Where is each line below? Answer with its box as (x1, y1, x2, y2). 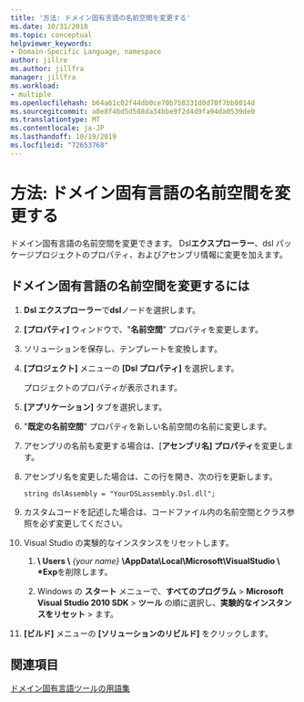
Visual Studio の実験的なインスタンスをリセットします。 (23, 537, 234, 548)
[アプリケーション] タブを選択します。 (23, 401, 167, 412)
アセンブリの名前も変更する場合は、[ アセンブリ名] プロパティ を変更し (23, 440, 286, 451)
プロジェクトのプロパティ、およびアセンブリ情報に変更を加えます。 (34, 248, 288, 260)
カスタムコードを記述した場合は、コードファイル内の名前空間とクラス (23, 506, 288, 517)
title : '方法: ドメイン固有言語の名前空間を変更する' (10, 13, 191, 23)
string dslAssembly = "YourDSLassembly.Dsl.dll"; (23, 489, 217, 498)
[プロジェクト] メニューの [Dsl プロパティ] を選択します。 (23, 362, 239, 373)
